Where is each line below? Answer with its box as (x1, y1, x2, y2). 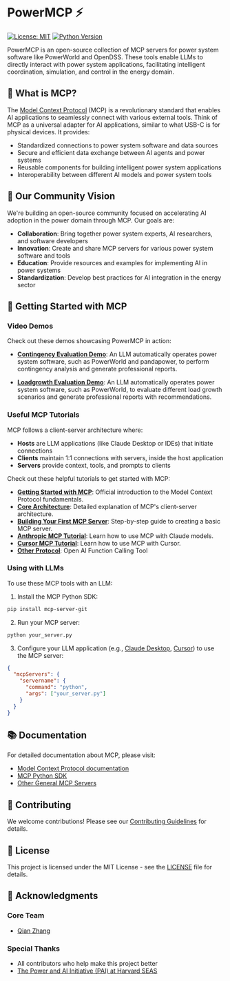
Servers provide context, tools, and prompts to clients (17, 461, 171, 469)
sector (17, 280, 36, 289)
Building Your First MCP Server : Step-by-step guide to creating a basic (17, 517, 221, 525)
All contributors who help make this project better (17, 960, 158, 968)
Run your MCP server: (17, 618, 81, 626)
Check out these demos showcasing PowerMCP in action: (7, 337, 172, 345)
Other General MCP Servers (17, 779, 97, 787)
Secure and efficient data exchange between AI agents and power (17, 148, 205, 156)
